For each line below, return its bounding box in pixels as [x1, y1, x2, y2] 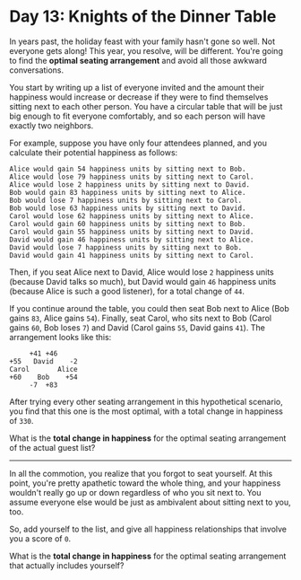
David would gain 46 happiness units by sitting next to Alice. [9, 235, 254, 244]
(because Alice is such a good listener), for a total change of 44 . [9, 286, 245, 296]
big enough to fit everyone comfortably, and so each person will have [9, 110, 266, 121]
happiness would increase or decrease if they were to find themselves [9, 92, 269, 102]
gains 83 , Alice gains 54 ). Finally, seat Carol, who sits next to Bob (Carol [9, 312, 271, 323]
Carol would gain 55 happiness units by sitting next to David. [9, 227, 254, 236]
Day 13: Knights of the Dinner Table [9, 6, 277, 27]
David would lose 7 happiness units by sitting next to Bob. [9, 242, 243, 252]
